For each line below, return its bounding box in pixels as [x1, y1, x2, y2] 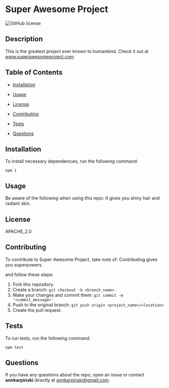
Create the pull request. [12, 307, 62, 313]
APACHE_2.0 [5, 228, 32, 234]
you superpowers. [5, 262, 43, 268]
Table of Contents [5, 68, 63, 77]
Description [5, 35, 43, 43]
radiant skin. [5, 201, 31, 207]
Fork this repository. [12, 281, 54, 287]
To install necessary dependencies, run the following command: [5, 158, 138, 164]
